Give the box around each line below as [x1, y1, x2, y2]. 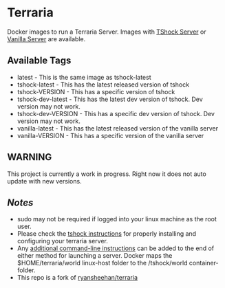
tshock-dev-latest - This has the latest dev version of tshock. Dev [17, 95, 203, 103]
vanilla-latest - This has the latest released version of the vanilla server [17, 124, 219, 132]
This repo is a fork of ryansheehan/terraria [17, 274, 138, 282]
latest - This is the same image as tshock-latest [17, 73, 151, 81]
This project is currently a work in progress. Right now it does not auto [7, 170, 206, 178]
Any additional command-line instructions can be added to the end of [17, 244, 215, 252]
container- [189, 259, 219, 267]
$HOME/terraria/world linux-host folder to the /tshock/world [17, 259, 188, 267]
